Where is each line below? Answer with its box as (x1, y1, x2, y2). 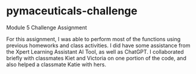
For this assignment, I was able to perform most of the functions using (6, 35, 181, 42)
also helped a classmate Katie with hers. (6, 61, 107, 68)
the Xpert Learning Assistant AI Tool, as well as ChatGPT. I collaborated (6, 48, 184, 55)
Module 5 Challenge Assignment (6, 24, 87, 31)
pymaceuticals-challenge (6, 4, 138, 18)
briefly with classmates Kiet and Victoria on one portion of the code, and (6, 54, 187, 61)
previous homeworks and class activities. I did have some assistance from (6, 42, 191, 49)
